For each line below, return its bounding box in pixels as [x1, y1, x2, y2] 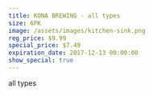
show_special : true [8, 57, 74, 65]
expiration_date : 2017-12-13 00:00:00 [8, 49, 139, 57]
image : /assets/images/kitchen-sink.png [8, 26, 147, 34]
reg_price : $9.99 [8, 34, 67, 42]
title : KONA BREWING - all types [8, 11, 121, 20]
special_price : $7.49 [8, 42, 81, 50]
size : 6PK [8, 19, 42, 27]
